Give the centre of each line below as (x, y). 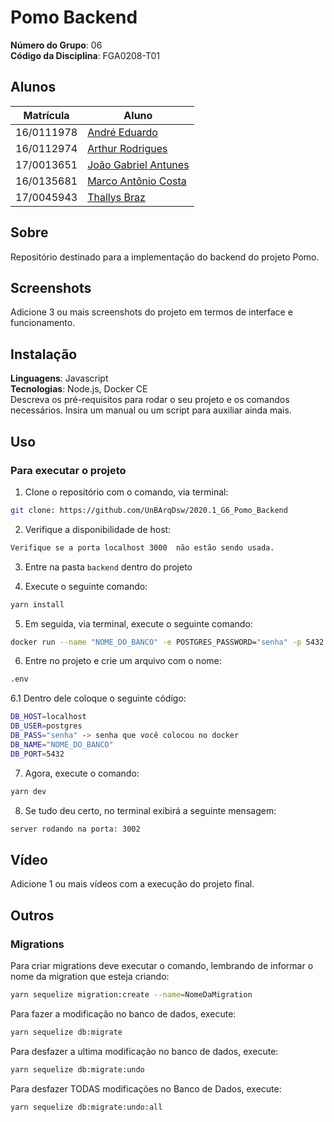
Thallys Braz (116, 197)
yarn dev (28, 791)
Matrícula (46, 115)
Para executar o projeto (68, 470)
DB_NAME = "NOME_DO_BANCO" (62, 744)
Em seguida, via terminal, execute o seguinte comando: (138, 623)
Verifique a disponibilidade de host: (98, 529)
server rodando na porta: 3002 (75, 829)
